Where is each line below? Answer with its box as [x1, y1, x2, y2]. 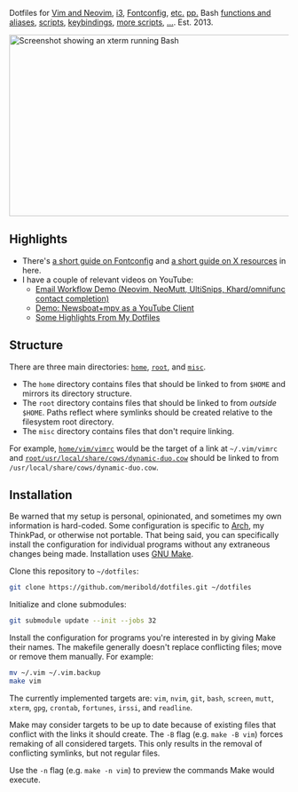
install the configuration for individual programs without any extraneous [9, 539, 271, 550]
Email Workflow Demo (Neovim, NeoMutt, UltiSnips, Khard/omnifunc [35, 283, 286, 294]
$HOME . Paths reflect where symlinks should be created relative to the [21, 407, 273, 417]
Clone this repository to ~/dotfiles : [9, 566, 139, 576]
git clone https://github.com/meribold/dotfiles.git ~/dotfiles [9, 583, 252, 592]
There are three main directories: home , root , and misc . [9, 361, 207, 372]
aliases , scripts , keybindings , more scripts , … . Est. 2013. [9, 17, 214, 28]
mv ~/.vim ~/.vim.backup [9, 669, 101, 677]
